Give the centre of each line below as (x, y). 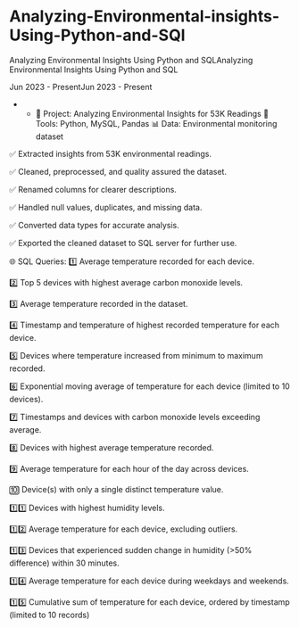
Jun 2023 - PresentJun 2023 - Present (81, 87)
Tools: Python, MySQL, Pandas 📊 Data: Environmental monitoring (156, 123)
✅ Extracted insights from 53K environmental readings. (111, 153)
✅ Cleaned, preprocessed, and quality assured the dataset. (118, 171)
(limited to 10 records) (50, 615)
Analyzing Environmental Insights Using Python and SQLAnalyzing (131, 60)
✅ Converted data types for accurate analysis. (95, 225)
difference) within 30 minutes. (65, 563)
